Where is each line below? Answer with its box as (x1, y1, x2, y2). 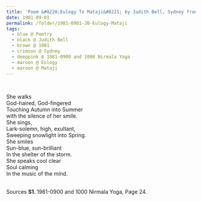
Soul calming (6, 164, 38, 171)
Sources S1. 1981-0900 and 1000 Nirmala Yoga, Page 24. (6, 188, 147, 196)
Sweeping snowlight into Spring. (6, 132, 87, 139)
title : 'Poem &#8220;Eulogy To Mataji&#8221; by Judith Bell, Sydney (6, 8, 185, 15)
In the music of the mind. (6, 170, 68, 177)
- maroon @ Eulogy (11, 59, 58, 65)
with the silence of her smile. (6, 112, 78, 120)
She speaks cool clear (6, 158, 61, 165)
